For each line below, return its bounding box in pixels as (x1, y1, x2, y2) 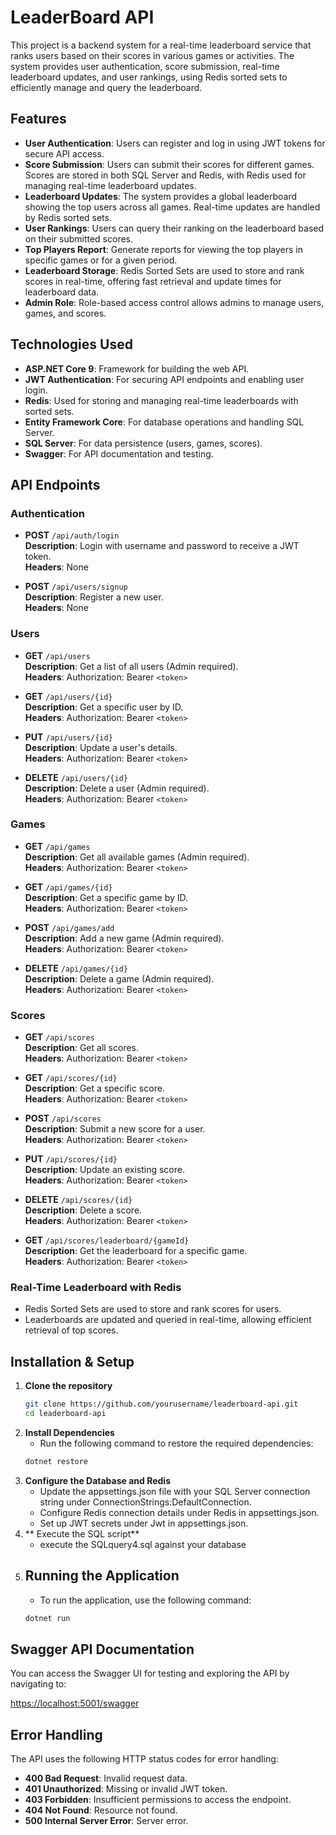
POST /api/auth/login (24, 529, 120, 541)
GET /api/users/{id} (24, 690, 113, 702)
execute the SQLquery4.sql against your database (39, 1538, 247, 1550)
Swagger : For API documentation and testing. (24, 447, 214, 460)
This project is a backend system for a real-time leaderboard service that (10, 39, 312, 51)
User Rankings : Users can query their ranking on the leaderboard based (24, 222, 325, 234)
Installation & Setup (10, 1353, 135, 1370)
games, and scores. (24, 307, 107, 319)
